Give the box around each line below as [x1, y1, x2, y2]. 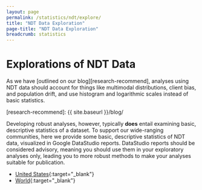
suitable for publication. [6, 159, 65, 166]
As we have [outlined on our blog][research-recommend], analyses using [6, 77, 189, 85]
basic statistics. [6, 97, 45, 104]
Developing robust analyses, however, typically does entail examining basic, [6, 120, 197, 128]
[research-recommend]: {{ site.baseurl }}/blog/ [6, 108, 124, 116]
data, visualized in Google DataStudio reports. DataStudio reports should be [6, 140, 195, 147]
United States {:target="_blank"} [15, 171, 95, 178]
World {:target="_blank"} [15, 177, 76, 185]
